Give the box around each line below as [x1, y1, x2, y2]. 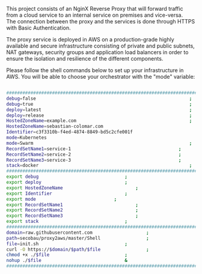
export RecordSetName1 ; [6, 201, 138, 208]
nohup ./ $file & [6, 258, 128, 264]
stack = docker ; [6, 162, 192, 169]
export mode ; [6, 196, 117, 202]
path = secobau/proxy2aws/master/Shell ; [6, 235, 149, 241]
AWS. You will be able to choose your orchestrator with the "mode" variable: [6, 73, 195, 80]
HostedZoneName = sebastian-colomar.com [6, 123, 103, 130]
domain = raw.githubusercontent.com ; [6, 230, 149, 236]
